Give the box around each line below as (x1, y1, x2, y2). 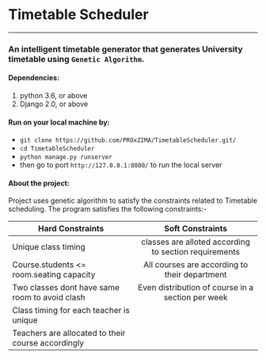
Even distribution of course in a (138, 282, 254, 293)
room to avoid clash (12, 292, 85, 303)
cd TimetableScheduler (19, 145, 95, 153)
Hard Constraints (38, 223, 104, 235)
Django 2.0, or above (19, 99, 89, 109)
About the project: (8, 178, 70, 188)
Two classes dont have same (12, 282, 120, 293)
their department (164, 269, 227, 281)
